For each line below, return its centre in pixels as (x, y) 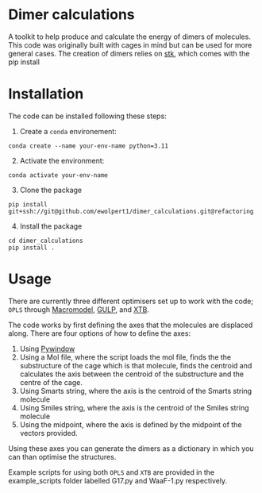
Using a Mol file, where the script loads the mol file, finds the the (125, 357)
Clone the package (50, 190)
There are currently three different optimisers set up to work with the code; (131, 301)
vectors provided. (48, 433)
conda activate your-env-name (58, 175)
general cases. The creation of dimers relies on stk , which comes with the (129, 53)
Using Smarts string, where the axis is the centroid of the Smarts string (136, 391)
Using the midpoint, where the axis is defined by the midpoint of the (131, 424)
